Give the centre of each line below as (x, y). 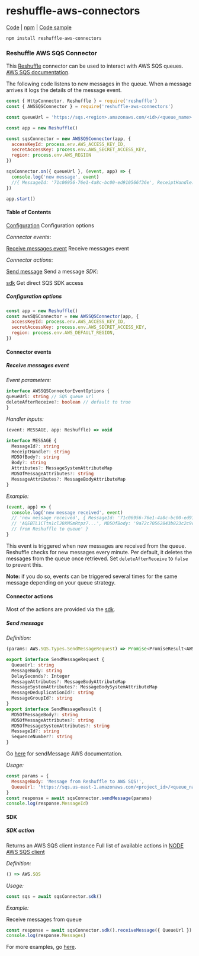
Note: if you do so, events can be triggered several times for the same (92, 576)
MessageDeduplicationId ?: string (53, 693)
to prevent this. (25, 564)
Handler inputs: (25, 419)
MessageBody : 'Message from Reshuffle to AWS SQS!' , (78, 782)
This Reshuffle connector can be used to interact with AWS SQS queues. (95, 66)
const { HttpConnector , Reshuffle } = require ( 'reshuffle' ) (82, 101)
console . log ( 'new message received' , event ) (67, 512)
